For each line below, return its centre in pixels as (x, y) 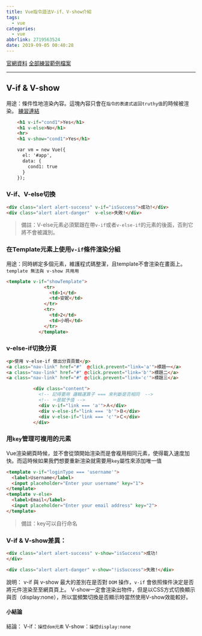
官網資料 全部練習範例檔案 (38, 63)
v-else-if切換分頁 (32, 348)
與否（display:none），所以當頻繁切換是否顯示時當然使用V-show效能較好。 (99, 597)
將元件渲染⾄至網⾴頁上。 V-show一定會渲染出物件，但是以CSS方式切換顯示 (101, 589)
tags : (13, 17)
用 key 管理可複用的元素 (39, 439)
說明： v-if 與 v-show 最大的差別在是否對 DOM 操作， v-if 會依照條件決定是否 (100, 582)
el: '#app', (37, 156)
